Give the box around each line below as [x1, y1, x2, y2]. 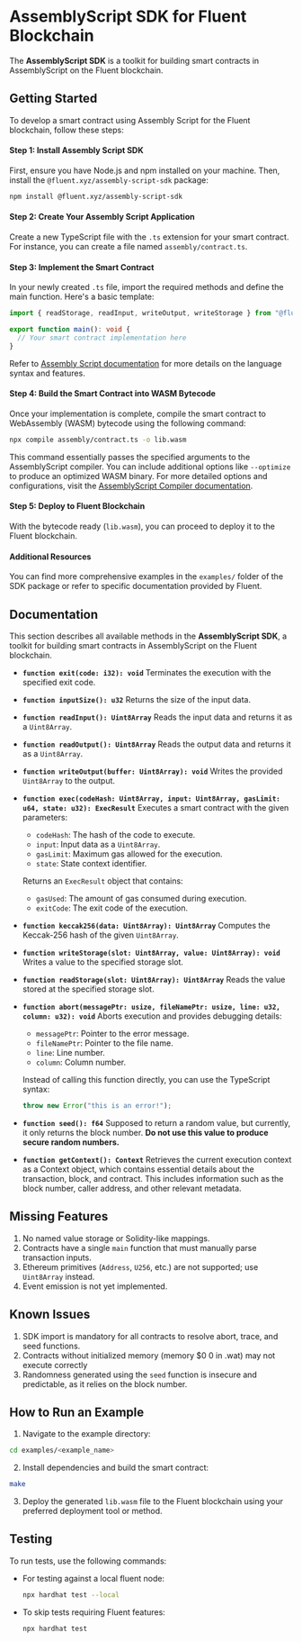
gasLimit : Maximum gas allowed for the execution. [35, 848, 223, 859]
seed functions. [22, 1340, 81, 1351]
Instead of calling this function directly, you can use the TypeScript [22, 1075, 271, 1085]
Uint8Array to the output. [22, 776, 115, 786]
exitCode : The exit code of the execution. [35, 903, 189, 913]
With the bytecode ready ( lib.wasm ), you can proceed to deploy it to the [9, 521, 276, 532]
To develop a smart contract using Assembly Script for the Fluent [9, 114, 251, 125]
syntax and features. [9, 367, 85, 378]
